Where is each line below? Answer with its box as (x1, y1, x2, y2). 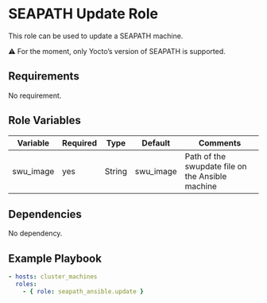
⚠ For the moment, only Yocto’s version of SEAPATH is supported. (8, 46, 226, 56)
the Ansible (184, 170, 227, 181)
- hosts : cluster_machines (8, 273, 98, 281)
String (104, 165, 128, 177)
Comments (198, 137, 242, 148)
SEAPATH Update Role (8, 5, 159, 23)
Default (141, 137, 171, 148)
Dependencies (8, 208, 82, 221)
